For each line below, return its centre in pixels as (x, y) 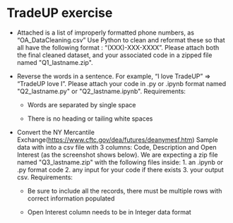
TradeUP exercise (60, 13)
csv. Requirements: (45, 177)
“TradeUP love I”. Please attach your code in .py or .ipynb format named (121, 83)
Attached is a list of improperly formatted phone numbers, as (106, 32)
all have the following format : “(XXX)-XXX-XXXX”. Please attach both (118, 47)
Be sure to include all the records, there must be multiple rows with (125, 191)
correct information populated (71, 198)
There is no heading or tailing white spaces (90, 119)
